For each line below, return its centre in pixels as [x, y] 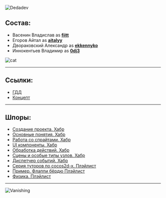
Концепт [21, 97]
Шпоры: [18, 117]
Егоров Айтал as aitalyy [37, 40]
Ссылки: [19, 81]
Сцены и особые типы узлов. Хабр [49, 156]
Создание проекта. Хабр [38, 129]
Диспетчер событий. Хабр [40, 161]
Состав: [18, 23]
